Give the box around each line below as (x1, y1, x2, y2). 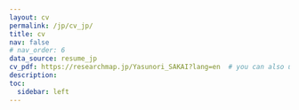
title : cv (9, 29, 46, 38)
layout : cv (9, 12, 50, 22)
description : (9, 71, 58, 80)
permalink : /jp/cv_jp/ (9, 21, 93, 30)
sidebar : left (17, 87, 69, 96)
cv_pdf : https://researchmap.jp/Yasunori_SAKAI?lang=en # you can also (9, 63, 285, 72)
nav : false (9, 37, 50, 47)
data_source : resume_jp (9, 54, 98, 63)
